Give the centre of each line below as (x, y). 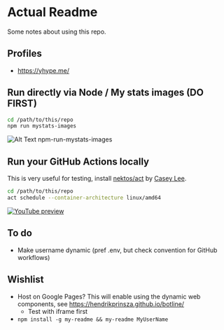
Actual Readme (52, 12)
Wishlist (26, 280)
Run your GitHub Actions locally (78, 161)
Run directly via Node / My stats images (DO (106, 93)
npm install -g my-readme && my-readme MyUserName (93, 319)
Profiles (24, 54)
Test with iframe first (58, 311)
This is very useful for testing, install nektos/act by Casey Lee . (97, 179)
